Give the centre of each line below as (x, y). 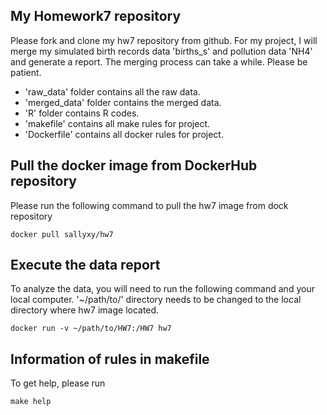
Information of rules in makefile (110, 359)
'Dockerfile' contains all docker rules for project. (124, 134)
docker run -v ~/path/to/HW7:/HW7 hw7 (91, 329)
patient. (26, 72)
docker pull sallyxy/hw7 (62, 234)
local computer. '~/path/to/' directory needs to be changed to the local (156, 300)
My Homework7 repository (96, 16)
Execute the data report (85, 265)
